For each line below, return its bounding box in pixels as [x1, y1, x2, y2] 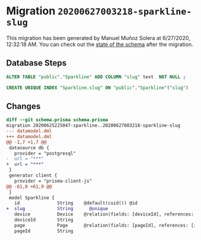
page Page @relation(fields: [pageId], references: [14, 222, 188, 228]
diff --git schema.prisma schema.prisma [6, 117, 109, 123]
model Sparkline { [8, 195, 55, 201]
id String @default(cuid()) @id [14, 200, 138, 207]
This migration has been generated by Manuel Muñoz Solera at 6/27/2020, [6, 34, 190, 41]
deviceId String [14, 217, 74, 223]
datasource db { [8, 144, 50, 150]
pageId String [14, 228, 74, 234]
